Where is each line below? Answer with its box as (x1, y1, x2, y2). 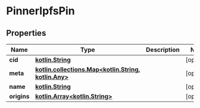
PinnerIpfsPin (6, 4, 76, 18)
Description (145, 46, 180, 54)
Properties (6, 28, 46, 38)
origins (9, 92, 30, 100)
